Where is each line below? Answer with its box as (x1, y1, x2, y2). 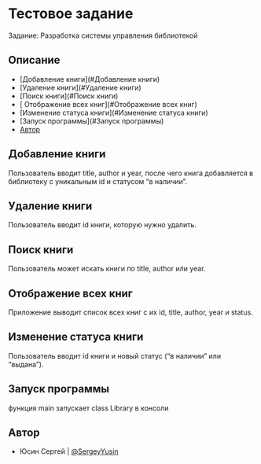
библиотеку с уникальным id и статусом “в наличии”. (8, 176, 187, 186)
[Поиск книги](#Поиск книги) (19, 91, 119, 101)
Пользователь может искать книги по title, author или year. (8, 264, 206, 274)
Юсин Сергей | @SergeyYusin (19, 447, 119, 456)
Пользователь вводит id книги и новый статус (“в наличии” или (8, 351, 222, 360)
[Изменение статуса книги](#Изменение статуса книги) (19, 108, 208, 117)
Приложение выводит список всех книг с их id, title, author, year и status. (8, 307, 253, 317)
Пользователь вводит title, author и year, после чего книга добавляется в (8, 168, 254, 178)
